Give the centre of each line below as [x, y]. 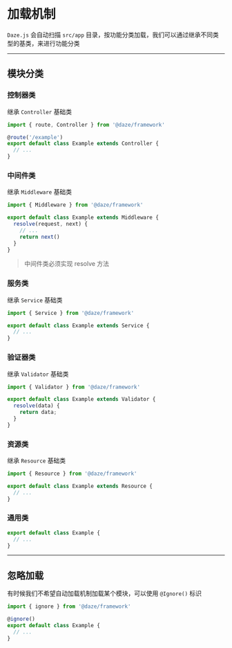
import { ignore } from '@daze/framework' [69, 606]
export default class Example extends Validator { [81, 399]
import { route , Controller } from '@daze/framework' [86, 125]
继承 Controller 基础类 [40, 111]
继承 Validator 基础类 [38, 374]
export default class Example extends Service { [78, 325]
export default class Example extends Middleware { [83, 218]
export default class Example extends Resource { [80, 486]
